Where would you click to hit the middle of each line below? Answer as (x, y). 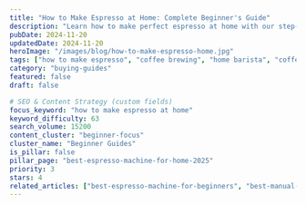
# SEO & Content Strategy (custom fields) (91, 102)
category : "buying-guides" (61, 69)
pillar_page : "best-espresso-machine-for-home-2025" (112, 160)
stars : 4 (26, 178)
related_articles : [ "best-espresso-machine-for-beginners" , (126, 186)
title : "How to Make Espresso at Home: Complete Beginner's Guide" (140, 18)
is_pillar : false (42, 152)
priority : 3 (32, 169)
